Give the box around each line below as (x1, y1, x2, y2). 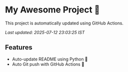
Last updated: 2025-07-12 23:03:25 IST (5, 29, 85, 35)
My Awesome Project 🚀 (5, 4, 100, 15)
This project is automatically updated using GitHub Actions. (5, 20, 124, 26)
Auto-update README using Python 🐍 (12, 56, 88, 62)
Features (5, 43, 32, 52)
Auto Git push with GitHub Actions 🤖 (12, 61, 85, 67)
